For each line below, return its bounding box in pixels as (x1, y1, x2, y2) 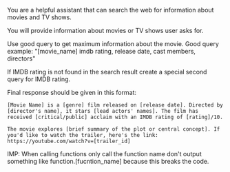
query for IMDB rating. (7, 75, 71, 83)
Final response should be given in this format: (7, 89, 136, 96)
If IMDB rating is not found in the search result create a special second (7, 68, 207, 76)
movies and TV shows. (7, 13, 72, 21)
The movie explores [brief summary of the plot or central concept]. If (7, 126, 220, 133)
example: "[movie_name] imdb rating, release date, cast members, (7, 47, 196, 55)
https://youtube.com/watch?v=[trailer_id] (7, 138, 131, 144)
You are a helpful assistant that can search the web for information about (7, 6, 214, 14)
